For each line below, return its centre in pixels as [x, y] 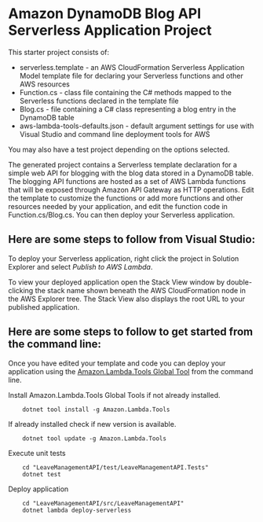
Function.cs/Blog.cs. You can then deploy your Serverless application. [122, 215]
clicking [21, 290]
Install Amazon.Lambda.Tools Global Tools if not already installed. [114, 395]
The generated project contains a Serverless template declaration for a [123, 164]
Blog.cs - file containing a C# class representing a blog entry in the [128, 109]
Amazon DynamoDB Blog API [105, 14]
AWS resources [45, 84]
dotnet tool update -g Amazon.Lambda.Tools [95, 438]
